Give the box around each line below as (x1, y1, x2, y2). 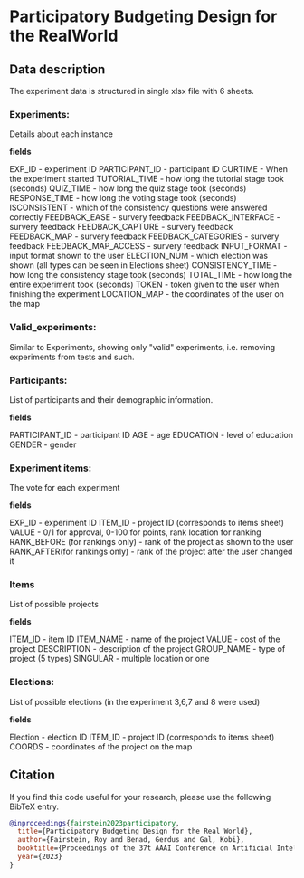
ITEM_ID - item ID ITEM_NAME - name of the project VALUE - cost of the (9, 634, 280, 644)
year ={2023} (17, 853, 63, 862)
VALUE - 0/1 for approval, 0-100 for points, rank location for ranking (9, 527, 261, 538)
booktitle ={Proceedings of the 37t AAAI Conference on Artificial (17, 844, 273, 853)
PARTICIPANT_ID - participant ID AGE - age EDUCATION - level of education (9, 429, 294, 440)
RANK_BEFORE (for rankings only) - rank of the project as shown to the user (9, 537, 294, 548)
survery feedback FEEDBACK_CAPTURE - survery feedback (9, 222, 233, 233)
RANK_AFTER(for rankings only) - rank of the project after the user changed (9, 546, 293, 558)
